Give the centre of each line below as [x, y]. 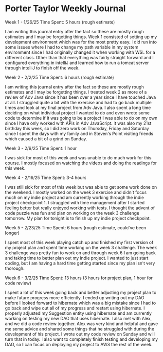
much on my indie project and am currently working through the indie [74, 197]
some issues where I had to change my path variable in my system [72, 47]
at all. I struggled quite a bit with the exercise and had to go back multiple [78, 102]
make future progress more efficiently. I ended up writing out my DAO [75, 297]
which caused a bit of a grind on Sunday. [46, 139]
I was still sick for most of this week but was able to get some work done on [81, 187]
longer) [12, 233]
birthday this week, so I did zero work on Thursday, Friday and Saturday [77, 128]
